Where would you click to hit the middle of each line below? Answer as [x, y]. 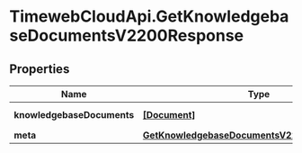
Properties [40, 69]
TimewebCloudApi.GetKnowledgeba [149, 17]
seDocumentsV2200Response [127, 36]
